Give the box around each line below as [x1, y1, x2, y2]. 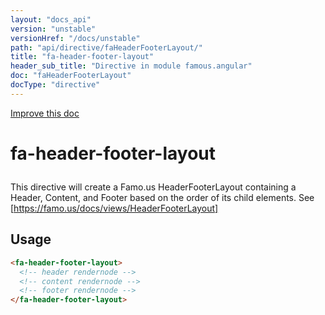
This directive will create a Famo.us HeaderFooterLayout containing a [10, 181, 297, 193]
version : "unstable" [10, 24, 97, 34]
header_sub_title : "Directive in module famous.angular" [10, 61, 253, 71]
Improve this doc [10, 107, 80, 119]
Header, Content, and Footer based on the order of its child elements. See [10, 191, 315, 203]
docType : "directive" [10, 80, 101, 90]
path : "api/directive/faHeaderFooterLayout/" [10, 42, 203, 53]
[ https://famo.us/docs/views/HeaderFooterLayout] [10, 202, 219, 214]
